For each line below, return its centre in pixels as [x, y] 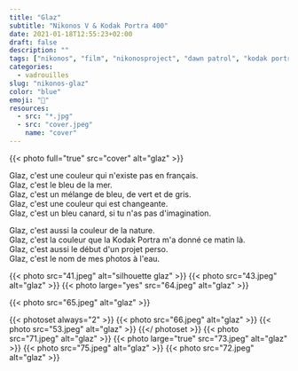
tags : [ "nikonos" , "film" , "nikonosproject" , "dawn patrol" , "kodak [138, 59]
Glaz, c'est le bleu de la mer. [61, 185]
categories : [31, 67]
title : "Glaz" [35, 17]
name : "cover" [51, 133]
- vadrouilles [43, 75]
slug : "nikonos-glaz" [49, 83]
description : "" [39, 51]
